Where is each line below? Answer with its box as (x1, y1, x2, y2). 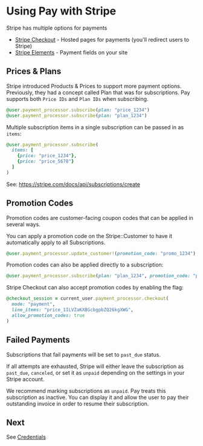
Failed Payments (6, 335, 71, 345)
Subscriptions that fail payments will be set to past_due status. (6, 351, 161, 358)
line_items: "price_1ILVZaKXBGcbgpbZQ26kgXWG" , (11, 307, 134, 313)
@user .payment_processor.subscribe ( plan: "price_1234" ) (6, 107, 150, 113)
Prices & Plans (6, 66, 62, 77)
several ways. (6, 221, 40, 228)
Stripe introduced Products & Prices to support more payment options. (6, 82, 182, 89)
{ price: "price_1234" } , (17, 153, 77, 159)
